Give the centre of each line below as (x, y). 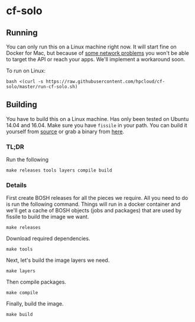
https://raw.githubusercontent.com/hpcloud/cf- (105, 81)
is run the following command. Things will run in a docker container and (93, 204)
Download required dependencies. (48, 239)
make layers (21, 271)
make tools (19, 249)
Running (22, 33)
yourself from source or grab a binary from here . (65, 132)
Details (17, 185)
